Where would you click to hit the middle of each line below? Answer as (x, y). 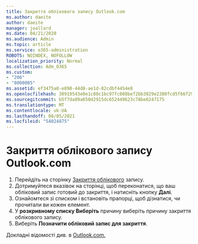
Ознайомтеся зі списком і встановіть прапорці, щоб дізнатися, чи (98, 199)
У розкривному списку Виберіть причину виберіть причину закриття (103, 211)
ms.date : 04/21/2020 (32, 34)
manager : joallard (29, 28)
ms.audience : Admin (30, 39)
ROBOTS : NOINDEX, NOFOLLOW (39, 56)
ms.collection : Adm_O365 (37, 66)
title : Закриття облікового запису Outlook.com (66, 12)
